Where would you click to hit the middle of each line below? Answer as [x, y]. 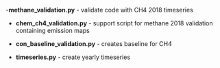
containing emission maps [52, 31]
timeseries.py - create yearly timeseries [73, 57]
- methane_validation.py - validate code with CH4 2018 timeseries [100, 10]
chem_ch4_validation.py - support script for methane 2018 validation [114, 23]
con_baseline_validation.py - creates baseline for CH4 [94, 44]
